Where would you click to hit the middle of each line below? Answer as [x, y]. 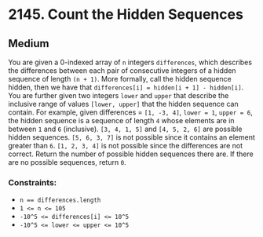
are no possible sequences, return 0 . [68, 162]
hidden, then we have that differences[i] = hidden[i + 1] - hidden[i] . [126, 87]
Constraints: [33, 182]
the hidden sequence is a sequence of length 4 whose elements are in [121, 120]
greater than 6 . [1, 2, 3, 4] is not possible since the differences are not [126, 146]
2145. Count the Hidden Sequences [126, 15]
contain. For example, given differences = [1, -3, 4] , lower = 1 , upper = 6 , [130, 112]
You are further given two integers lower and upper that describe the [119, 95]
